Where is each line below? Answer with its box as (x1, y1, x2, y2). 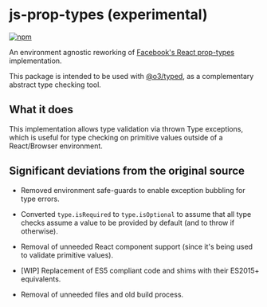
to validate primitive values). (20, 250, 114, 260)
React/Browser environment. (9, 141, 103, 151)
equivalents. (20, 274, 61, 284)
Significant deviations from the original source (9, 164, 245, 178)
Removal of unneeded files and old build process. (20, 289, 184, 299)
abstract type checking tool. (9, 80, 102, 89)
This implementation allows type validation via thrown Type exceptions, (9, 124, 244, 133)
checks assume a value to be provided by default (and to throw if (20, 218, 235, 227)
